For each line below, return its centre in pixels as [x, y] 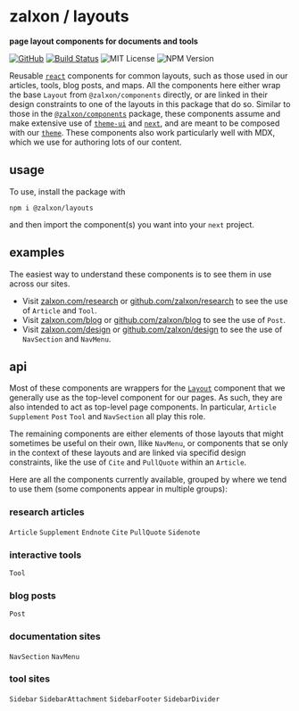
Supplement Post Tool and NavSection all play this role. [108, 417]
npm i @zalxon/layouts [51, 208]
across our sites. [40, 284]
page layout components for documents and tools [104, 41]
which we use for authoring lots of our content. [96, 142]
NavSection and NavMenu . [66, 339]
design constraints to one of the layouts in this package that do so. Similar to [150, 103]
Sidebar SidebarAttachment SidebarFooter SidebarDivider [115, 699]
